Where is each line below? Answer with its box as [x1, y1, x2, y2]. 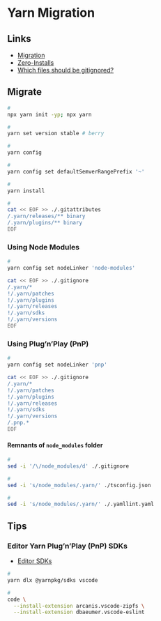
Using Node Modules [7, 242, 80, 252]
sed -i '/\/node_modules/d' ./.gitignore [7, 462, 130, 470]
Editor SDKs [17, 557, 52, 565]
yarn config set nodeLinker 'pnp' [7, 361, 108, 369]
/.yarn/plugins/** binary [7, 220, 82, 227]
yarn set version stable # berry [7, 130, 105, 137]
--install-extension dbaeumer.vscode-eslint [13, 608, 145, 616]
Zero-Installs [17, 59, 54, 67]
